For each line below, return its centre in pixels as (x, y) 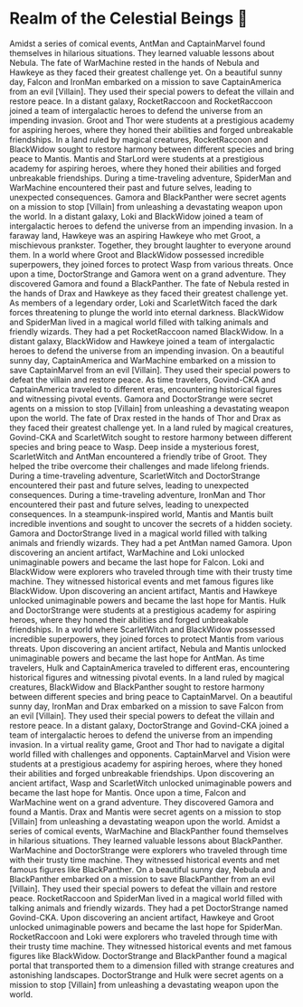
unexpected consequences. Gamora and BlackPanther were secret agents (148, 197)
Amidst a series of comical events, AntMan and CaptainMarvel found (137, 43)
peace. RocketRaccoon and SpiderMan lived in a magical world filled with (146, 898)
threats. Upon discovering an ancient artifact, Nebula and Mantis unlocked (148, 648)
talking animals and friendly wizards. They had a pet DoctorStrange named (149, 908)
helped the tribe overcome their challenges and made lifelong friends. (139, 466)
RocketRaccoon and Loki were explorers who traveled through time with (144, 936)
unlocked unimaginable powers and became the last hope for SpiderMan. (146, 927)
